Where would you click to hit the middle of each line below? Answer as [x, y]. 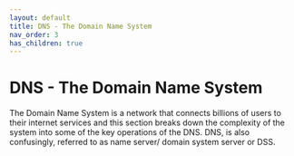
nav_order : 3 [34, 34]
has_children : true [46, 43]
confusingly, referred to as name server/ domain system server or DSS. [142, 142]
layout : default [40, 18]
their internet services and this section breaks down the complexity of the [147, 122]
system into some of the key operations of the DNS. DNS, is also [130, 132]
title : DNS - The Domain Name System [81, 26]
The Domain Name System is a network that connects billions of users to [145, 113]
